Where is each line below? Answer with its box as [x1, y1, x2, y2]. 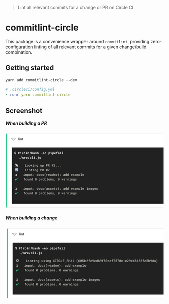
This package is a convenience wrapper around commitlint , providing [5, 38, 150, 44]
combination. [5, 49, 33, 55]
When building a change [5, 215, 58, 221]
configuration [5, 44, 33, 50]
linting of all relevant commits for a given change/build [34, 44, 147, 50]
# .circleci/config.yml [5, 87, 55, 92]
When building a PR [5, 120, 47, 126]
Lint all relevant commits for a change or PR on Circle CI [17, 5, 133, 10]
